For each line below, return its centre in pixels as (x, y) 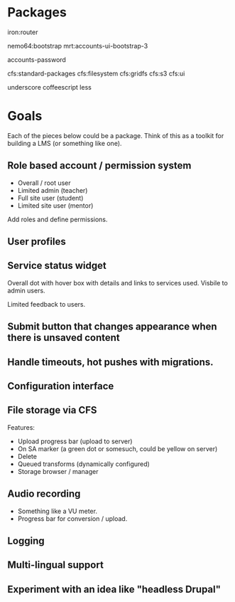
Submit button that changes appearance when (113, 327)
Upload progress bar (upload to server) (75, 441)
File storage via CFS (52, 410)
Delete (27, 456)
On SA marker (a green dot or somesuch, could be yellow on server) (117, 448)
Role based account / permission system (99, 165)
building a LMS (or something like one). (65, 143)
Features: (21, 427)
